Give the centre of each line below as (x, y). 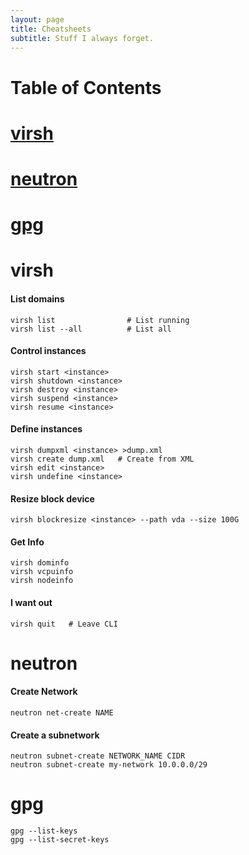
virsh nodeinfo (42, 581)
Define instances (46, 429)
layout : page (37, 19)
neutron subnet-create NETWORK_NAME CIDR (98, 756)
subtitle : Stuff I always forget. (82, 38)
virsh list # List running (100, 320)
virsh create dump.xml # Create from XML (102, 459)
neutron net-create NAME (62, 712)
